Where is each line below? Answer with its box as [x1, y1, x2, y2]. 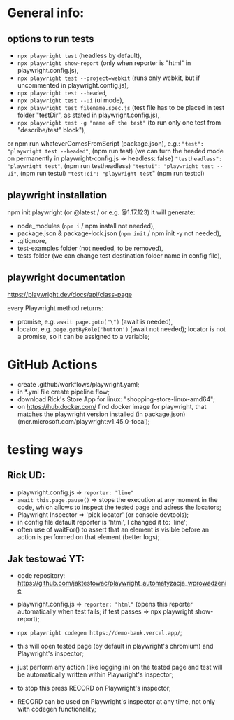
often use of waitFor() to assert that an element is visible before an [17, 525, 210, 534]
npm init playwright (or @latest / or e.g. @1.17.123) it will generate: [7, 208, 196, 216]
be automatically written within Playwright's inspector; [17, 670, 174, 679]
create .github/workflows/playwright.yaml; [17, 380, 140, 388]
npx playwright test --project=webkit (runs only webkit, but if [17, 74, 200, 82]
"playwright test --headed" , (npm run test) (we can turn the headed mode [7, 147, 224, 155]
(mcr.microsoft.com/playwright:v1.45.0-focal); [17, 417, 150, 425]
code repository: [17, 572, 66, 580]
